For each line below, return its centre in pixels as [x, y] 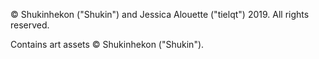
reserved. [30, 25]
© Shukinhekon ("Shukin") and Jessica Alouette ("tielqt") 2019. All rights [160, 14]
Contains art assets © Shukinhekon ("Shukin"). [107, 44]
